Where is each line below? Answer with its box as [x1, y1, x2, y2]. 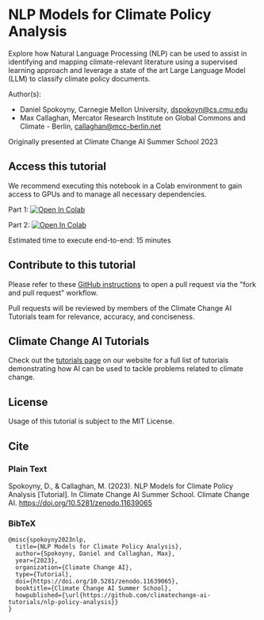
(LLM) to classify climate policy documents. [8, 74, 151, 83]
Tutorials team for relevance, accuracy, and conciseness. [8, 312, 195, 321]
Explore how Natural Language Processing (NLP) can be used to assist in [8, 48, 247, 58]
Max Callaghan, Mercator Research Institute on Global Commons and [19, 113, 246, 122]
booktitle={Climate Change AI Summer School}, [15, 584, 172, 592]
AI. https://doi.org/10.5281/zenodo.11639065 [8, 498, 152, 507]
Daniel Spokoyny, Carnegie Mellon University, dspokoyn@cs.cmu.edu [19, 105, 248, 114]
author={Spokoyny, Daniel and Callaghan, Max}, [15, 549, 176, 558]
